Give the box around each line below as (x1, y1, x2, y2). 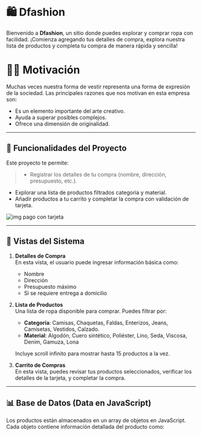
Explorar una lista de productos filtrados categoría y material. (14, 189, 167, 196)
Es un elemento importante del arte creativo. (14, 107, 125, 115)
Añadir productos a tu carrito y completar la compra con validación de (14, 195, 189, 202)
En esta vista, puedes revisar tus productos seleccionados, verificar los (14, 368, 192, 375)
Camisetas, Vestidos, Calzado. (23, 325, 100, 333)
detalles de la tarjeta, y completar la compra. (14, 374, 126, 381)
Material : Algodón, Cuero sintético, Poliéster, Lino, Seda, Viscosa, (23, 332, 188, 339)
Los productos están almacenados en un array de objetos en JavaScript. (6, 417, 186, 424)
